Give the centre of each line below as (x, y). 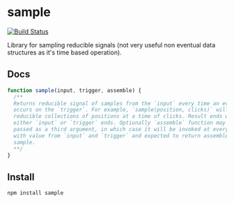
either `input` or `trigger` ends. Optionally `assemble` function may (120, 123)
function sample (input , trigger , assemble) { (74, 90)
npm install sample (36, 193)
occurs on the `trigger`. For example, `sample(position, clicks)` (114, 110)
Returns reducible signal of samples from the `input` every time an (116, 103)
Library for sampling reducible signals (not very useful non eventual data (111, 45)
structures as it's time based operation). (64, 52)
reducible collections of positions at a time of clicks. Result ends (118, 116)
